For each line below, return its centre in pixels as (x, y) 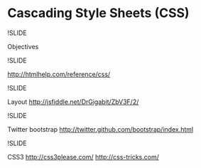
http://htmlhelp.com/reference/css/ (59, 74)
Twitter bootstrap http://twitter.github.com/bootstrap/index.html (101, 129)
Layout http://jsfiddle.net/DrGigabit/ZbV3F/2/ (73, 102)
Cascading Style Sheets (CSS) (98, 13)
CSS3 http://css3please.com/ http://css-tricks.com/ (83, 157)
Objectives (23, 46)
